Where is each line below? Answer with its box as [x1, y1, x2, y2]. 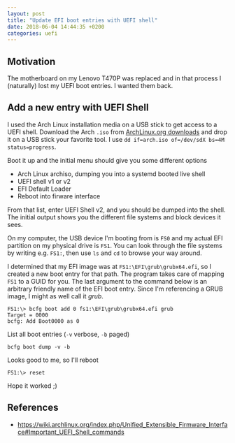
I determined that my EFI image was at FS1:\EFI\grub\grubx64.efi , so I [7, 262, 212, 270]
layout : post [7, 10, 45, 17]
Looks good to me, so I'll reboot [7, 356, 99, 364]
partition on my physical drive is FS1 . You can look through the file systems [7, 241, 222, 249]
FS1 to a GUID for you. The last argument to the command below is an [7, 277, 208, 285]
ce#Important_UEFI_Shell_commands [17, 428, 124, 436]
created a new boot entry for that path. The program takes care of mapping [7, 270, 225, 278]
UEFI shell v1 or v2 [17, 177, 71, 185]
